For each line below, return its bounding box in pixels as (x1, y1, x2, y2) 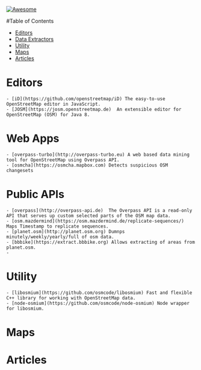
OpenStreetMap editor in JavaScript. (6, 101, 101, 107)
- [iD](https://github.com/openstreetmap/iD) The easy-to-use (6, 95, 165, 102)
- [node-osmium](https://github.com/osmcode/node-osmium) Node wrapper (6, 300, 190, 306)
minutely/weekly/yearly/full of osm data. (6, 234, 114, 240)
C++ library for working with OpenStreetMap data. (6, 295, 136, 301)
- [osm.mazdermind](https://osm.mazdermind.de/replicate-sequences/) (6, 218, 185, 224)
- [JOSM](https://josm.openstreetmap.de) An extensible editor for (6, 106, 182, 112)
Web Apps (6, 132, 60, 145)
